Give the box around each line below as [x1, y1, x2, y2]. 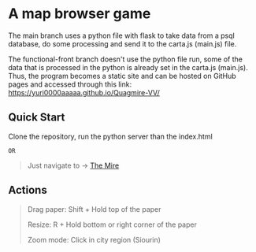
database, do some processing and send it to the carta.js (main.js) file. [8, 39, 237, 48]
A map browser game [8, 5, 151, 23]
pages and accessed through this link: [8, 80, 132, 89]
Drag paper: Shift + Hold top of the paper [27, 204, 161, 213]
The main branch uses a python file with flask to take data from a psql [8, 31, 235, 40]
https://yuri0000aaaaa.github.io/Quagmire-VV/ [8, 87, 160, 97]
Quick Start [8, 111, 65, 124]
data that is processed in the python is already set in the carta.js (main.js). [8, 62, 248, 72]
